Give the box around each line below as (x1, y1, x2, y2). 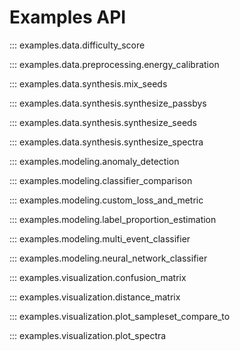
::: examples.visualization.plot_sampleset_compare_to (9, 310, 231, 322)
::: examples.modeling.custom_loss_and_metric (9, 194, 204, 206)
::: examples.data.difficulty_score (9, 39, 146, 51)
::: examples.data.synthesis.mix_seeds (9, 77, 168, 90)
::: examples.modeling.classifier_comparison (9, 174, 193, 186)
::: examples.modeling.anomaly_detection (9, 155, 180, 167)
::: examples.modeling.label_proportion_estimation (9, 213, 217, 225)
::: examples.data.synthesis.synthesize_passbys (9, 97, 207, 109)
